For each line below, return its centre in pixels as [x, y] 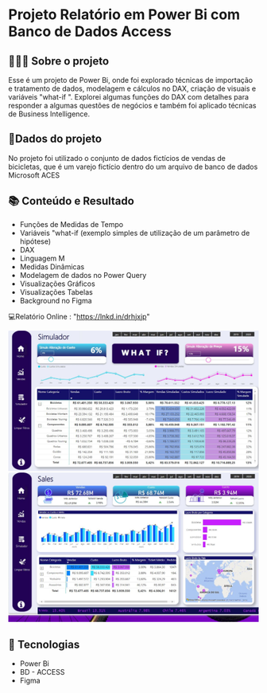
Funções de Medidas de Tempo [72, 224]
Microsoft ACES [34, 175]
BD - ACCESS [42, 672]
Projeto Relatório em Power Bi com [124, 15]
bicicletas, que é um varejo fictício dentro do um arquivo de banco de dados [133, 166]
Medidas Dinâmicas [52, 266]
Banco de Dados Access [90, 31]
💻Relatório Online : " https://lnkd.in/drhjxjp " [79, 316]
